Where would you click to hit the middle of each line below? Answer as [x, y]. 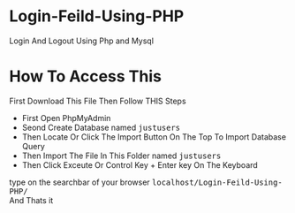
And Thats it [31, 200]
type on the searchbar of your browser [79, 182]
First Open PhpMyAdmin [66, 118]
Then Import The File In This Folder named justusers [121, 156]
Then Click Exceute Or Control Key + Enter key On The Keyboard [140, 164]
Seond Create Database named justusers [101, 127]
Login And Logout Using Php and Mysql [82, 41]
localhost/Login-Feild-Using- [217, 182]
